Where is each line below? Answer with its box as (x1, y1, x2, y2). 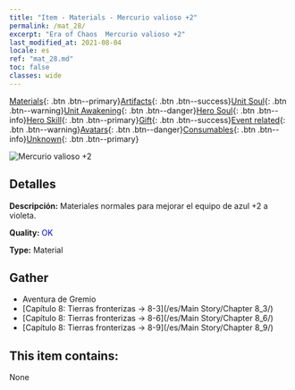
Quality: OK (9, 227, 54, 237)
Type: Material (9, 245, 63, 255)
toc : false (9, 63, 50, 72)
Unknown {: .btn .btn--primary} (26, 133, 139, 144)
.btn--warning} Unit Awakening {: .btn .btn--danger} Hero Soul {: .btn (9, 104, 256, 116)
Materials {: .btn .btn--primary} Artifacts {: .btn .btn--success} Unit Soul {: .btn (9, 95, 288, 106)
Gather (9, 270, 49, 286)
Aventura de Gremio (21, 294, 97, 304)
